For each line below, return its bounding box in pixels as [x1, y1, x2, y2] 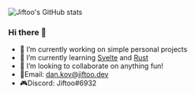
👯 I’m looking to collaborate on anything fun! [19, 61, 164, 70]
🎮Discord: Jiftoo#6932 [19, 78, 97, 88]
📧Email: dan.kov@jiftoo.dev [19, 70, 109, 79]
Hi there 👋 [8, 27, 47, 38]
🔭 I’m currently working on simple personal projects [19, 45, 188, 54]
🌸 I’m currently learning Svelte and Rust [19, 53, 148, 63]
